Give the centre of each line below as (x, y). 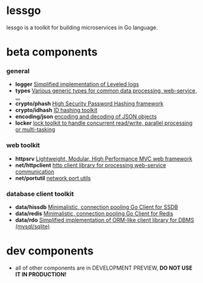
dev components (50, 251)
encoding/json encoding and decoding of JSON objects (86, 117)
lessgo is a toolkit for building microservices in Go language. (82, 27)
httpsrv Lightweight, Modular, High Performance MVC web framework (104, 158)
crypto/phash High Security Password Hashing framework (89, 103)
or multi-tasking (35, 130)
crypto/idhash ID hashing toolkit (56, 110)
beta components (52, 52)
